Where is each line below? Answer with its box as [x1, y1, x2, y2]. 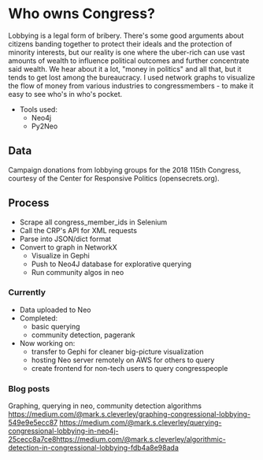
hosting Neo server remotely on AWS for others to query [31, 355, 215, 365]
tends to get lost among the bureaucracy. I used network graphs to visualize [8, 72, 256, 82]
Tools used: [19, 104, 57, 114]
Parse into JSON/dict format [19, 234, 112, 243]
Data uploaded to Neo [19, 305, 91, 314]
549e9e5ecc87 [8, 418, 58, 428]
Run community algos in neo [31, 267, 124, 276]
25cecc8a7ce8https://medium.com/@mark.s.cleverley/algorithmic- [8, 435, 226, 444]
